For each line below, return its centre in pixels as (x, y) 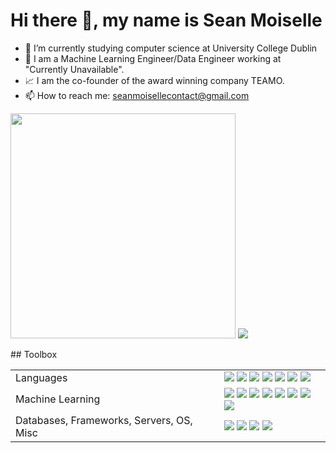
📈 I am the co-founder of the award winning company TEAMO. (154, 80)
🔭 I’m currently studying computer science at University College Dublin (171, 48)
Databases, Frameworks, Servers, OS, (104, 420)
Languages (41, 377)
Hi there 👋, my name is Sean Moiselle (166, 20)
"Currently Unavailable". (74, 69)
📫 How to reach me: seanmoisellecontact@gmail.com (137, 95)
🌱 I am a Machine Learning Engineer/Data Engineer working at (153, 58)
